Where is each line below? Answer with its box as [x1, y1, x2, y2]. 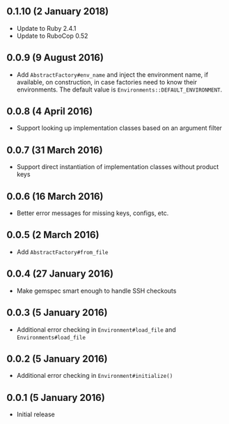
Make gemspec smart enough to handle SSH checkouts [16, 286, 177, 295]
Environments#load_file [16, 334, 86, 341]
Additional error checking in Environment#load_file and [16, 325, 177, 334]
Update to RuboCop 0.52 [16, 31, 88, 40]
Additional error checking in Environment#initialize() [16, 372, 173, 380]
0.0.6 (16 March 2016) [6, 190, 104, 202]
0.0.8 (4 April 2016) [6, 105, 93, 117]
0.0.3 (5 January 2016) [6, 307, 108, 319]
